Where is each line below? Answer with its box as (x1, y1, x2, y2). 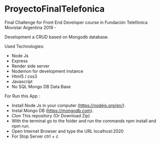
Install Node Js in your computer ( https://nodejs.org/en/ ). (11, 102, 126, 108)
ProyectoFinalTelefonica (4, 3, 105, 15)
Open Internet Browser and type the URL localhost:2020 (11, 128, 124, 134)
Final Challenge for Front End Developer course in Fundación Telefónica (4, 19, 148, 25)
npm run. (11, 123, 30, 129)
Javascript (11, 79, 33, 84)
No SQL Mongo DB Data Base (11, 83, 71, 89)
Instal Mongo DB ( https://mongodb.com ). (11, 108, 94, 113)
